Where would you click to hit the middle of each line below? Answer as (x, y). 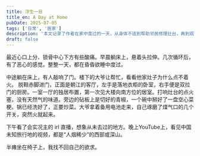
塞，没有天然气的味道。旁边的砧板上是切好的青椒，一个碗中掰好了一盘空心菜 (100, 99)
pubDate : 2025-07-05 (32, 23)
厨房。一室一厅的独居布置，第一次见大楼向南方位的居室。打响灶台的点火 (105, 92)
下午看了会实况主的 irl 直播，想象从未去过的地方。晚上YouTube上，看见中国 (99, 127)
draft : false (22, 39)
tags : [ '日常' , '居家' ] (34, 28)
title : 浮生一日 (24, 12)
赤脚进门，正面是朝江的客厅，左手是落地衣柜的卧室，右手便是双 (107, 85)
